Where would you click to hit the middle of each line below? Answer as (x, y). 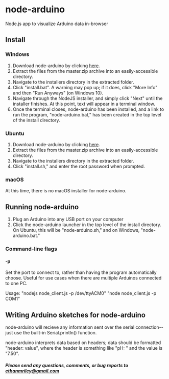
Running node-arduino (42, 207)
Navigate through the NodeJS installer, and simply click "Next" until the (88, 98)
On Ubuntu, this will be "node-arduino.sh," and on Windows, (76, 230)
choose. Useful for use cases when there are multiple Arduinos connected (83, 278)
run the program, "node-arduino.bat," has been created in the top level (87, 114)
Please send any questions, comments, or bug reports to (67, 365)
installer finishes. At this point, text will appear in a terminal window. (84, 104)
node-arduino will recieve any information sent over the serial (70, 327)
